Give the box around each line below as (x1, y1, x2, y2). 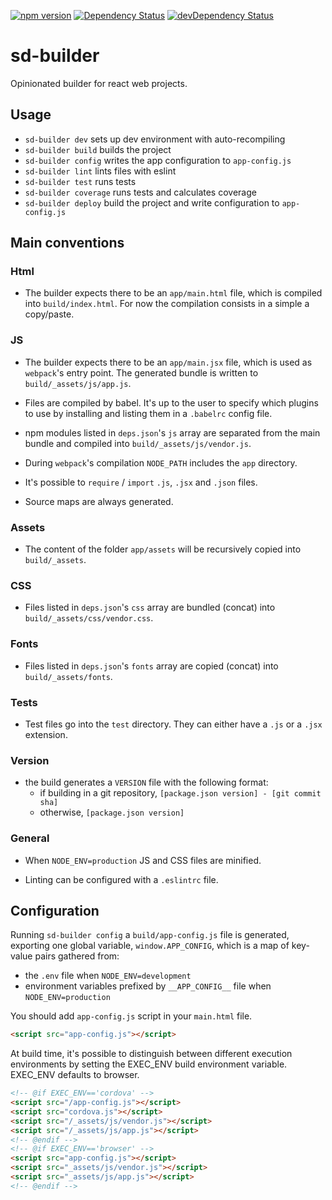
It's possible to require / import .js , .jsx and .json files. (24, 476, 258, 488)
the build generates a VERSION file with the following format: (24, 776, 269, 789)
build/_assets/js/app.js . (24, 377, 132, 389)
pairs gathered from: (34, 950, 120, 962)
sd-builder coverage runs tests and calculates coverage (24, 186, 257, 198)
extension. (24, 728, 68, 740)
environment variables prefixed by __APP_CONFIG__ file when (24, 980, 272, 992)
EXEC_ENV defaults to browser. (10, 1069, 140, 1081)
